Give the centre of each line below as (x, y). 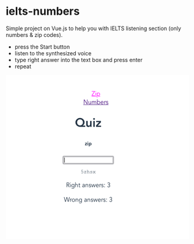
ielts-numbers (43, 11)
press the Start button (42, 47)
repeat (23, 66)
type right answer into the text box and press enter (79, 60)
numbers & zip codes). (34, 34)
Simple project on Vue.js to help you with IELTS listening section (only (94, 28)
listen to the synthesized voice (53, 53)
